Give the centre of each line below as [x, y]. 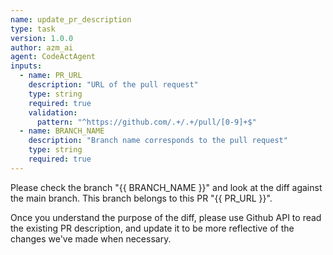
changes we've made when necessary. [91, 238]
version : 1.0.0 [42, 38]
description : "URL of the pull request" [113, 85]
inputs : [26, 66]
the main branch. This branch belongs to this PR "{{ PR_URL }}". [141, 198]
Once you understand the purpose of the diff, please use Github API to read [166, 217]
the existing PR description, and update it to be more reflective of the [152, 228]
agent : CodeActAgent [53, 57]
